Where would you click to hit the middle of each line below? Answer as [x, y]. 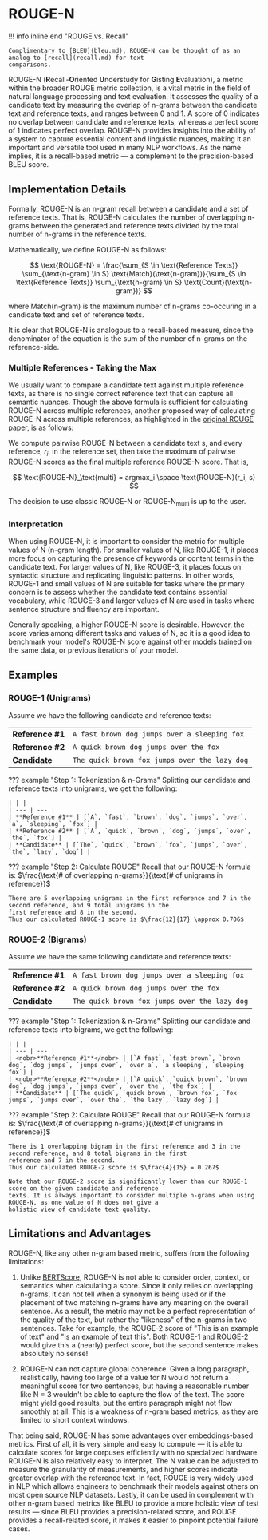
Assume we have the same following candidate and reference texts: [120, 956]
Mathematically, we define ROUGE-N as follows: [87, 249]
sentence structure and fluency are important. [84, 609]
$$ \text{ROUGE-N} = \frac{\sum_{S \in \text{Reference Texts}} [134, 265]
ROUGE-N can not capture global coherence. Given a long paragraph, [134, 1369]
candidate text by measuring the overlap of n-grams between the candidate [133, 105]
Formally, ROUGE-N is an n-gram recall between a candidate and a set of [128, 208]
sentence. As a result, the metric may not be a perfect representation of [138, 1311]
